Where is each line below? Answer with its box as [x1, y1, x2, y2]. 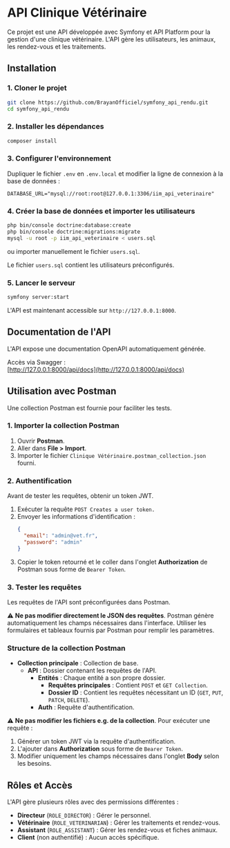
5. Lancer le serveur [7, 278, 76, 288]
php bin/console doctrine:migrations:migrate [7, 228, 140, 236]
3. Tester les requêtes [7, 582, 82, 592]
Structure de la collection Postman [7, 643, 126, 653]
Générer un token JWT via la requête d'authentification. [17, 737, 176, 746]
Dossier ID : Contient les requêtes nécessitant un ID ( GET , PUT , [48, 688, 223, 697]
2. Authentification [7, 476, 73, 486]
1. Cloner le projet [7, 83, 67, 93]
